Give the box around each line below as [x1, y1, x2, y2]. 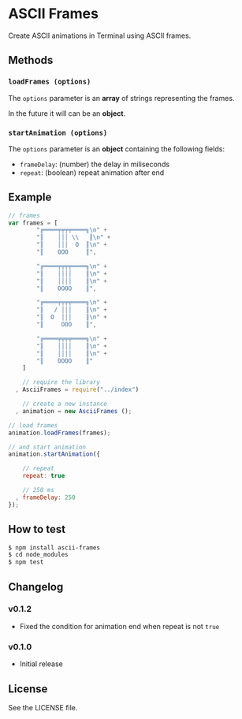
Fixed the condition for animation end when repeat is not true [19, 621, 220, 631]
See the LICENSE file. [8, 702, 78, 712]
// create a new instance [22, 400, 108, 408]
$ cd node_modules [8, 551, 69, 559]
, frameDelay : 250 [15, 494, 76, 501]
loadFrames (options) [8, 77, 91, 87]
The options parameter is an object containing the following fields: [8, 143, 225, 154]
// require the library [22, 378, 101, 386]
